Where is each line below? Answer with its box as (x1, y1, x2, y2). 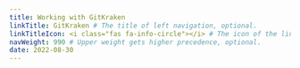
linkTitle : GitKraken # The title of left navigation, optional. (9, 21, 257, 30)
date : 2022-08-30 (9, 46, 74, 55)
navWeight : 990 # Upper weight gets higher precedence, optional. (9, 37, 262, 47)
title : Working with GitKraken (9, 12, 126, 22)
